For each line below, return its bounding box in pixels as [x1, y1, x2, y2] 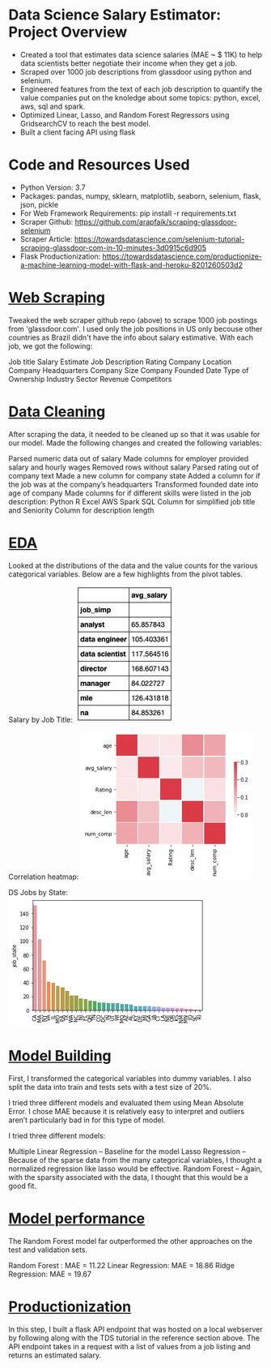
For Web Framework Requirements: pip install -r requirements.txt [19, 208, 237, 218]
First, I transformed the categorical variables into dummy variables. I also [8, 1073, 252, 1083]
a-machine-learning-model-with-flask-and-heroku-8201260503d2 [19, 259, 243, 269]
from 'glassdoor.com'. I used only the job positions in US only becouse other [8, 324, 263, 333]
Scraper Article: [19, 234, 73, 244]
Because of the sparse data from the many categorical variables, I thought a [8, 1155, 262, 1164]
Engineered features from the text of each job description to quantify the [19, 84, 263, 94]
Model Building [8, 1046, 112, 1065]
